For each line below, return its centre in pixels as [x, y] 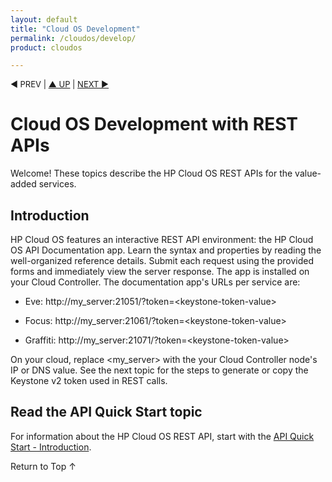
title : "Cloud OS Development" [75, 29]
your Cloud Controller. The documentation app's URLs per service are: [155, 282]
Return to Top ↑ [43, 466]
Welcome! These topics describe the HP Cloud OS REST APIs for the [151, 173]
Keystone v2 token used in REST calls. [89, 380]
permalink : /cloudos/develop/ [73, 38]
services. [57, 184]
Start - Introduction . [51, 447]
